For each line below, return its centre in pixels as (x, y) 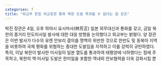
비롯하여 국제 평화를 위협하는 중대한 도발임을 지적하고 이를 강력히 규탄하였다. (82, 46)
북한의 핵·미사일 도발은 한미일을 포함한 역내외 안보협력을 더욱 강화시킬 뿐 (88, 58)
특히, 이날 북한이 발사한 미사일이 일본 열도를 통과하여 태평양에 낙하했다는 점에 (78, 52)
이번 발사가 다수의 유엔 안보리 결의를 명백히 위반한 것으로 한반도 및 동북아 (79, 40)
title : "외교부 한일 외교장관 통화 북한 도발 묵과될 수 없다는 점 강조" (67, 14)
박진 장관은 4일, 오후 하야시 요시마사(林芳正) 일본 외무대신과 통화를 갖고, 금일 (78, 28)
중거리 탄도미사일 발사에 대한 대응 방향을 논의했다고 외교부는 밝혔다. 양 (81, 34)
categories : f (19, 9)
